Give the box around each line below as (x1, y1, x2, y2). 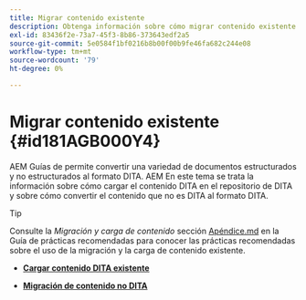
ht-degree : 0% (9, 65, 64, 74)
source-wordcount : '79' (9, 56, 100, 65)
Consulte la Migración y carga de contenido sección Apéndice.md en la (9, 225, 280, 236)
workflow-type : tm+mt (9, 47, 92, 57)
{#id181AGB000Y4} (9, 131, 162, 151)
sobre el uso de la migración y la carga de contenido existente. (9, 244, 246, 255)
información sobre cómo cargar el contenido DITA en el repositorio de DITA (9, 180, 293, 191)
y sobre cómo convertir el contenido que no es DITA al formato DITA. (9, 190, 269, 201)
